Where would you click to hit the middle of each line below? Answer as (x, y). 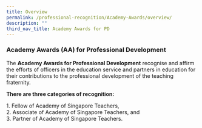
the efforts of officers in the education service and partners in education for (101, 69)
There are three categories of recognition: (60, 94)
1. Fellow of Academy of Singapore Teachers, (63, 106)
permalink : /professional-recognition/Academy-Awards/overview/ (89, 18)
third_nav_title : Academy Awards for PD (58, 29)
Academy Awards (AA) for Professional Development (86, 50)
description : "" (27, 23)
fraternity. (19, 82)
